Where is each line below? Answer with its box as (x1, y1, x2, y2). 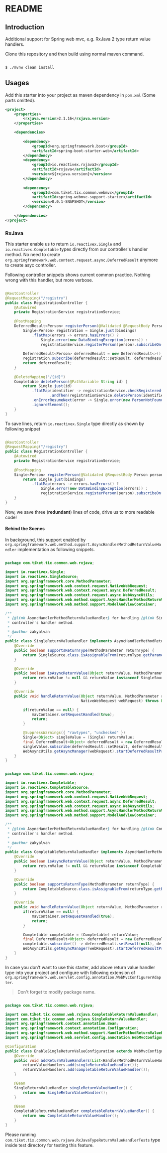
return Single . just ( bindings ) (23, 477, 85, 482)
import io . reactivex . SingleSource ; (5, 574, 79, 579)
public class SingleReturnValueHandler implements (5, 639, 112, 644)
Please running (5, 1132, 36, 1138)
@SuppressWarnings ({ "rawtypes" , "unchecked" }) (23, 730, 126, 735)
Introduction (5, 23, 45, 31)
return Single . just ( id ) (23, 384, 72, 389)
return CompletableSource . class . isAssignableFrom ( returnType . (23, 886, 155, 891)
